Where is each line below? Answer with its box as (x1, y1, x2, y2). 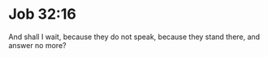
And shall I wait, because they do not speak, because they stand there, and (8, 32, 261, 42)
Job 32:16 (8, 5, 77, 24)
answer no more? (8, 40, 67, 50)
